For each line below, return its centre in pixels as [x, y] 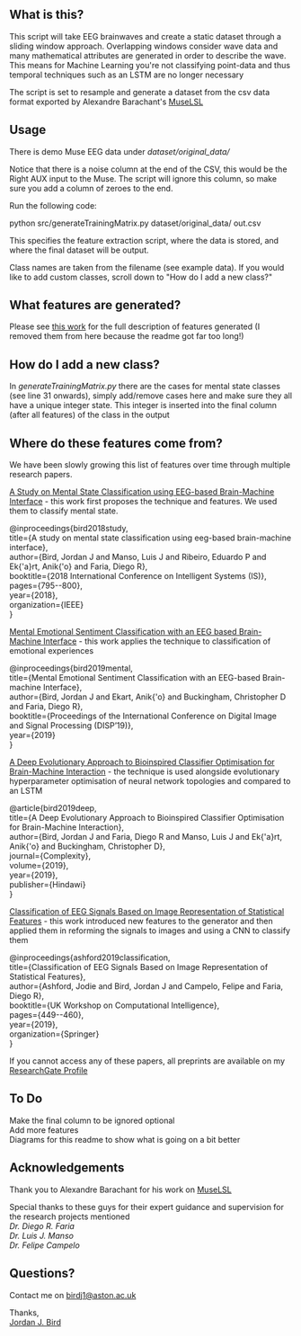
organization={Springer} [54, 1034]
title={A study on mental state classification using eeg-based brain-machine [150, 538]
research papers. [41, 475]
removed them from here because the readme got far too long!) [127, 336]
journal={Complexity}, [50, 856]
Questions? [42, 1274]
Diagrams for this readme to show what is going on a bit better [125, 1139]
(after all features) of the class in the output [90, 415]
